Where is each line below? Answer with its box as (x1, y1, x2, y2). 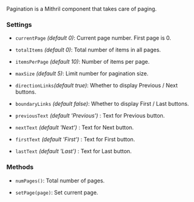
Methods (6, 163, 34, 171)
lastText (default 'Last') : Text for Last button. (15, 148, 132, 155)
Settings (6, 20, 32, 29)
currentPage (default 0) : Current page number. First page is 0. (15, 34, 171, 42)
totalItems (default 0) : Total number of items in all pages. (15, 46, 161, 54)
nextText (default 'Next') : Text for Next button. (15, 124, 134, 131)
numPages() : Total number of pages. (15, 177, 105, 184)
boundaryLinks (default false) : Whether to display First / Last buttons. (15, 100, 189, 108)
